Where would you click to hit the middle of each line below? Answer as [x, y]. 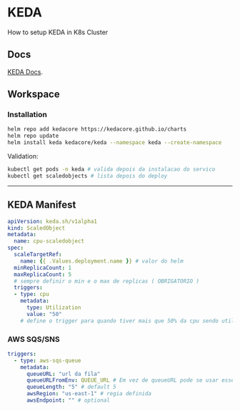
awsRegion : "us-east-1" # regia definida [89, 394]
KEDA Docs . [25, 71]
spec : [15, 248]
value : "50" [44, 314]
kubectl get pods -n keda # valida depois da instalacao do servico [111, 169]
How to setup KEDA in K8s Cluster [58, 32]
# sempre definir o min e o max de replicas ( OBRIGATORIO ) [107, 281]
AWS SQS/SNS [34, 339]
